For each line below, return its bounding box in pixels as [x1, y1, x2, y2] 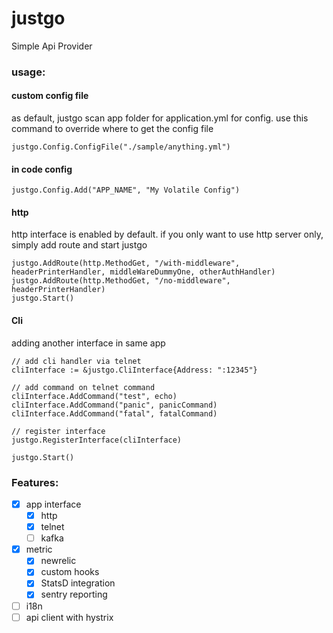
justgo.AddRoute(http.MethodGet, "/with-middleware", [11, 258, 241, 269]
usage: [11, 65, 46, 79]
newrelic [40, 555, 77, 567]
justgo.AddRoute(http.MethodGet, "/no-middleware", [11, 276, 231, 286]
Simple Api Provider [11, 40, 93, 52]
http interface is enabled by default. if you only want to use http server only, [11, 228, 324, 241]
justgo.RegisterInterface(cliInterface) [11, 435, 183, 445]
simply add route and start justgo [11, 239, 148, 251]
